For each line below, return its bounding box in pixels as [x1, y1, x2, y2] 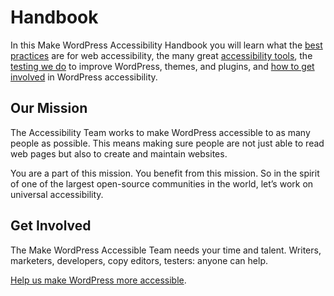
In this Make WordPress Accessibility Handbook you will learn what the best [10, 39, 323, 51]
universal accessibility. [10, 188, 104, 200]
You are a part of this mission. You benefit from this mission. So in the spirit [10, 167, 320, 179]
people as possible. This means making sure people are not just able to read [10, 137, 325, 149]
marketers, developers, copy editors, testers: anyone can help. [10, 254, 269, 266]
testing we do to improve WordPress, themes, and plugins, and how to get [10, 60, 315, 72]
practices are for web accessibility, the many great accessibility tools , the [10, 49, 313, 61]
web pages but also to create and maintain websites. [10, 147, 228, 160]
